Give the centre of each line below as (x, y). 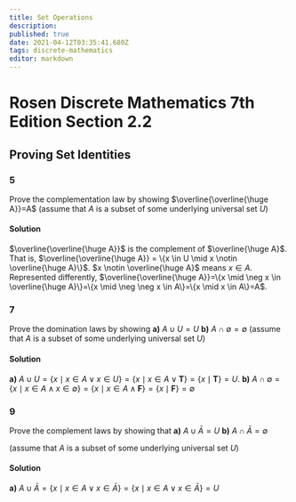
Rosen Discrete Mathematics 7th (132, 103)
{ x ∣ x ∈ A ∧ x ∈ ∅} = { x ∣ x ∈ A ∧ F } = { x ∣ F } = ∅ (102, 388)
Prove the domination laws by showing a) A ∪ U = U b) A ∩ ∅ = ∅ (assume (145, 329)
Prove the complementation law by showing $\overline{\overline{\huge (139, 199)
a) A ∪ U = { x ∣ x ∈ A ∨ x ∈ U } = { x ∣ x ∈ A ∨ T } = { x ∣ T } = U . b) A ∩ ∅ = (145, 378)
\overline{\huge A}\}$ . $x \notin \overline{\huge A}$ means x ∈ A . (131, 268)
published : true (39, 34)
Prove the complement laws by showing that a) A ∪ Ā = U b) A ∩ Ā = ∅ (139, 430)
